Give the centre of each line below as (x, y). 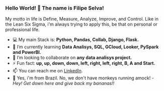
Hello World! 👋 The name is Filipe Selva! (55, 8)
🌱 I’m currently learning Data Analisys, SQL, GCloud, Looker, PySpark (86, 47)
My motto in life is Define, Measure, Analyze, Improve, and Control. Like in (82, 19)
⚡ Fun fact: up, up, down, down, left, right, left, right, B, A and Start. (84, 63)
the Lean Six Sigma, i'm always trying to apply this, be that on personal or (81, 24)
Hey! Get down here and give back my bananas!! (63, 83)
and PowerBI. (27, 52)
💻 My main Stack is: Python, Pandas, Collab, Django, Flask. (76, 40)
